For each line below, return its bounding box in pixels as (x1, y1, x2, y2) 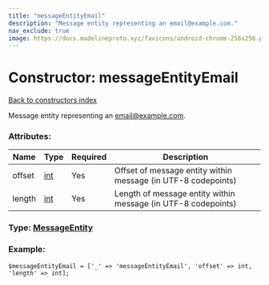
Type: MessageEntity (8, 222, 94, 234)
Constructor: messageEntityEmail (8, 69, 239, 87)
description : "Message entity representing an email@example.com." (8, 19, 239, 27)
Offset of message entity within (114, 165, 232, 177)
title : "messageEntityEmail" (8, 11, 106, 20)
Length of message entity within (114, 188, 235, 199)
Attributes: (8, 131, 52, 142)
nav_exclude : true (8, 26, 70, 35)
